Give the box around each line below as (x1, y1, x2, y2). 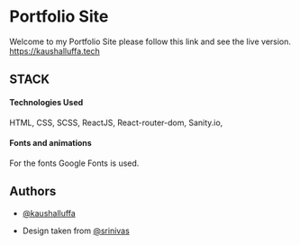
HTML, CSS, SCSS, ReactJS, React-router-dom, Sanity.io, (9, 117, 223, 128)
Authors (9, 184, 57, 199)
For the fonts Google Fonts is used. (9, 158, 140, 168)
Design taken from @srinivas (22, 225, 131, 236)
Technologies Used (9, 96, 84, 107)
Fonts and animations (9, 138, 92, 149)
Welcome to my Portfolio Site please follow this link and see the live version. (9, 36, 291, 47)
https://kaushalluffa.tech (9, 45, 101, 56)
